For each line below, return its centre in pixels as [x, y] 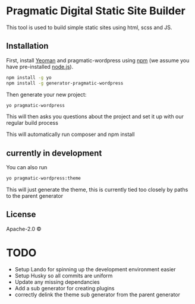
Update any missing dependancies [57, 282]
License [21, 215]
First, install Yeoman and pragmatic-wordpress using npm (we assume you [98, 60]
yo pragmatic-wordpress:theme [44, 178]
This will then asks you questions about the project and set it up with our [95, 116]
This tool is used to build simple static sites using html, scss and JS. [89, 27]
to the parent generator [35, 196]
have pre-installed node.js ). [40, 66]
